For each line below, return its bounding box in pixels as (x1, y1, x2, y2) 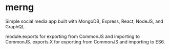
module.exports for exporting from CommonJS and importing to (5, 33, 140, 39)
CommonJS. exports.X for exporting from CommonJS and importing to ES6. (5, 38, 165, 44)
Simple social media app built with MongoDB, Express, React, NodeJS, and (5, 18, 164, 24)
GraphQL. (5, 23, 26, 29)
